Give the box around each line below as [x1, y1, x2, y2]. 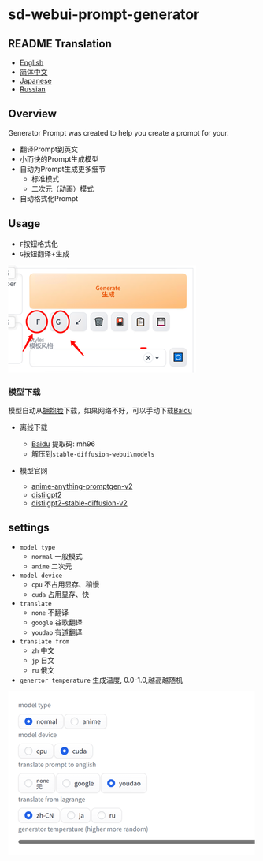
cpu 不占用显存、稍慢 [31, 580, 100, 589]
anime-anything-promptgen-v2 [31, 481, 133, 490]
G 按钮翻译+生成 [19, 248, 70, 258]
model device [19, 572, 63, 580]
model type [19, 543, 56, 551]
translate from [19, 637, 70, 646]
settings [8, 521, 50, 535]
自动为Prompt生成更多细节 [19, 164, 106, 173]
